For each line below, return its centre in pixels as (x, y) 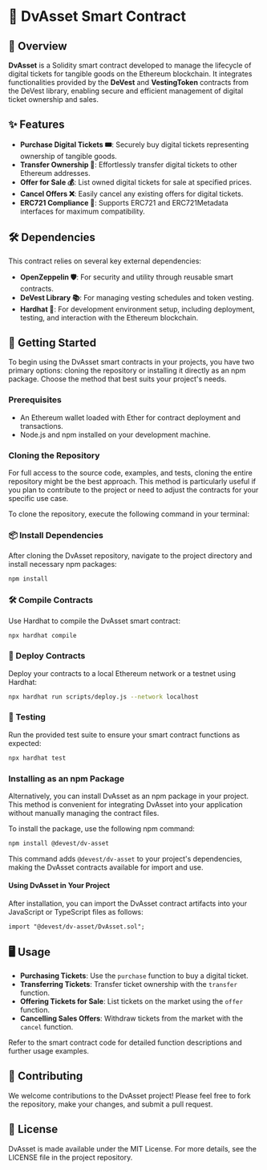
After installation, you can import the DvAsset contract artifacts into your (127, 903)
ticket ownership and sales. (53, 99)
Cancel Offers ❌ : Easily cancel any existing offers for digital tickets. (131, 194)
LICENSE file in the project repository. (71, 1157)
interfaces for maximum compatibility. (83, 211)
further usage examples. (49, 1050)
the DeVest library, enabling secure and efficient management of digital (126, 91)
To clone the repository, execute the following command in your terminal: (129, 514)
